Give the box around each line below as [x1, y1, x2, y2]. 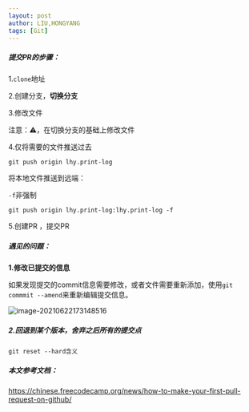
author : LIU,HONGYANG [8, 19, 81, 27]
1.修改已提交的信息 [8, 263, 70, 273]
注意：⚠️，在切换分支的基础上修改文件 [8, 125, 135, 135]
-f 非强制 [8, 190, 38, 200]
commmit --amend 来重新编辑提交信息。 [8, 290, 133, 300]
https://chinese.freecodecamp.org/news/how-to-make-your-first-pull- [8, 386, 242, 396]
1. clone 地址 [8, 74, 46, 84]
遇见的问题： [8, 241, 50, 251]
